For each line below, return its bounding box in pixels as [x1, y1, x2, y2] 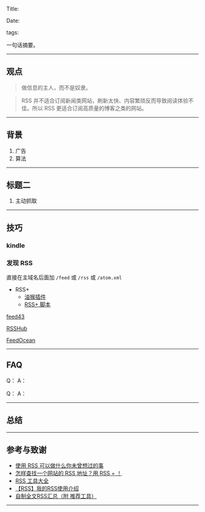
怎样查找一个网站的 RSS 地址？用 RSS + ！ [15, 469, 122, 477]
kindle [6, 241, 26, 249]
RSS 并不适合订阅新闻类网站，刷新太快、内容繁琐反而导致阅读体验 [21, 97, 189, 104]
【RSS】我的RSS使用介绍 [15, 485, 79, 492]
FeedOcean [6, 336, 35, 344]
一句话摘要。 [6, 41, 38, 48]
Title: [6, 5, 20, 12]
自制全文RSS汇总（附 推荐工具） [15, 492, 97, 500]
